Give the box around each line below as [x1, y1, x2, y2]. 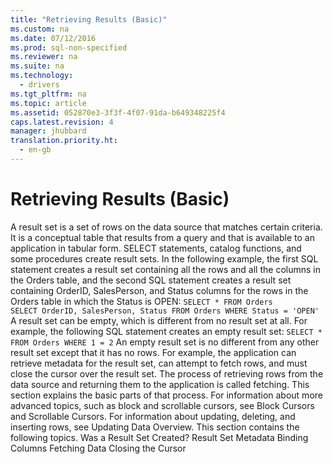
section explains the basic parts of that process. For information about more [10, 389, 323, 401]
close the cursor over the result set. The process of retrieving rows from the [10, 367, 324, 380]
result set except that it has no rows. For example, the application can [10, 346, 297, 358]
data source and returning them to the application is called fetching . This [10, 378, 310, 390]
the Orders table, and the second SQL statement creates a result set [10, 274, 292, 286]
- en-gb [19, 145, 52, 155]
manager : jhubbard [10, 126, 87, 136]
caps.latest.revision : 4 [10, 117, 114, 127]
